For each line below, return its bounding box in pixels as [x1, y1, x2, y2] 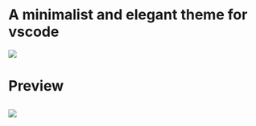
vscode [8, 22, 60, 41]
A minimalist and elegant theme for [8, 6, 248, 24]
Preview [8, 77, 64, 96]
